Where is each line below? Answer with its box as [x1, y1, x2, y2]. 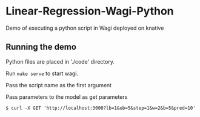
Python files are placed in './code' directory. [5, 58, 115, 65]
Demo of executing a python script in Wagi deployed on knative [5, 24, 164, 32]
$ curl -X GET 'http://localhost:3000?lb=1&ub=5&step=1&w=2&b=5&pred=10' [5, 105, 196, 111]
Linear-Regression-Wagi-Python [5, 4, 174, 18]
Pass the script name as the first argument [5, 81, 112, 89]
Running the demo [5, 42, 77, 52]
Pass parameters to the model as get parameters [5, 93, 128, 101]
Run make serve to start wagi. [5, 70, 79, 77]
